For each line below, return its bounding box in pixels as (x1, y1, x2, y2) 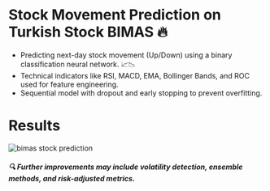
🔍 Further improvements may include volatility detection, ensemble (8, 162, 243, 172)
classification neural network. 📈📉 (20, 59, 136, 69)
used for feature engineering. (20, 79, 120, 89)
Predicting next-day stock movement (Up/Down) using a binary (20, 50, 233, 60)
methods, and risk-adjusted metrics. (8, 174, 136, 184)
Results (8, 117, 61, 135)
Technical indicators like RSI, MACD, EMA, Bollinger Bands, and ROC (20, 70, 250, 80)
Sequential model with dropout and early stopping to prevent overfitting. (20, 87, 263, 98)
